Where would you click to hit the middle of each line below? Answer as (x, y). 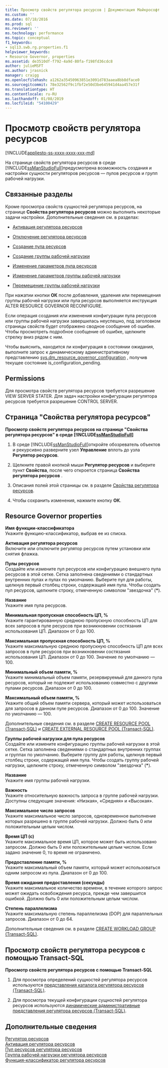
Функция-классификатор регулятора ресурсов (55, 1060)
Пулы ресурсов (22, 564)
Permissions (25, 378)
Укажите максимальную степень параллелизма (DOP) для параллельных (84, 914)
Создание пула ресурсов (39, 246)
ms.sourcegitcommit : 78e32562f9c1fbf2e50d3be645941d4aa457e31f (72, 84)
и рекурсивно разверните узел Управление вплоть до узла (76, 450)
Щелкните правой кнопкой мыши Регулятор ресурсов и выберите (84, 465)
